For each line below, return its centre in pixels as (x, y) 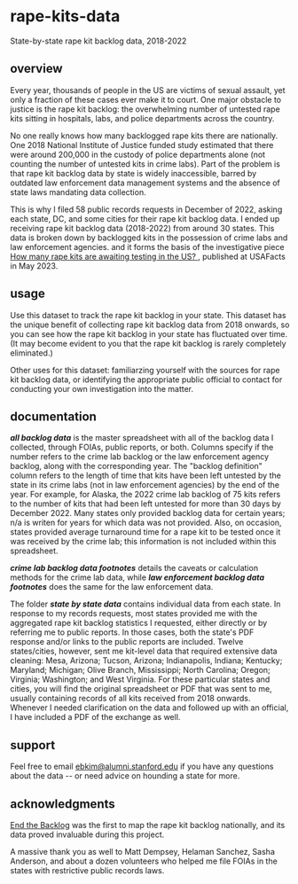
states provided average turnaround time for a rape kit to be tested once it (145, 532)
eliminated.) (32, 353)
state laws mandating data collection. (78, 192)
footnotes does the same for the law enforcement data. (112, 587)
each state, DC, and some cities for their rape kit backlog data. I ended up (145, 218)
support (33, 745)
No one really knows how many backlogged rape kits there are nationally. (144, 136)
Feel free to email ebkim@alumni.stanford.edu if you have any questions (142, 767)
